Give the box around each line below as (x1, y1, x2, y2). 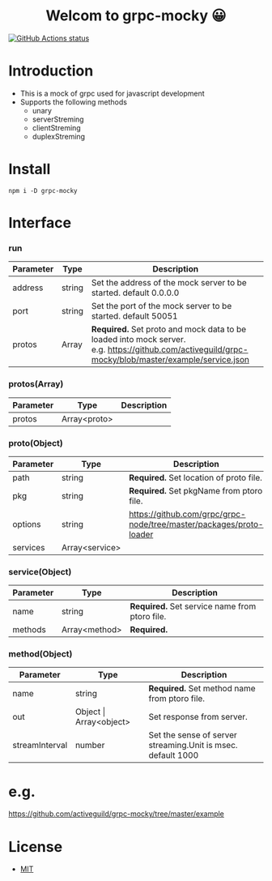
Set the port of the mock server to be (91, 301, 232, 312)
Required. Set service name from (130, 601, 257, 612)
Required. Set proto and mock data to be (91, 323, 247, 335)
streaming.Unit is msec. (148, 740, 238, 751)
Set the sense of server (148, 729, 237, 741)
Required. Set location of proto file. (129, 472, 263, 483)
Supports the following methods (19, 96, 128, 107)
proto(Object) (8, 437, 63, 448)
